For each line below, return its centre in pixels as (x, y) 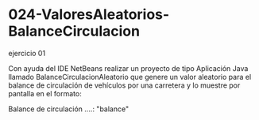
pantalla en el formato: (45, 93)
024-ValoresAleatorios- (89, 15)
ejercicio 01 (27, 53)
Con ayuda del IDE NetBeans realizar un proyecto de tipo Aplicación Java (128, 68)
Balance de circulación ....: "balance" (69, 109)
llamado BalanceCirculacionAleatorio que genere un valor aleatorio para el (130, 77)
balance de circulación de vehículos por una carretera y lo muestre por (124, 85)
